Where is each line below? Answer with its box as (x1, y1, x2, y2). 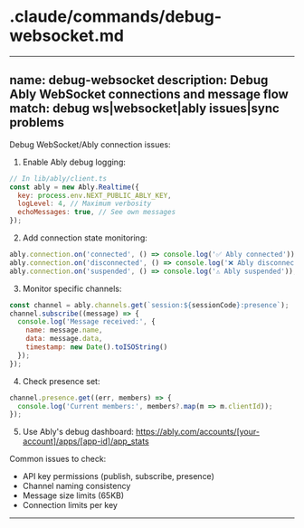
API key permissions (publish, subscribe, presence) (22, 471, 214, 482)
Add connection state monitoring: (22, 232, 147, 243)
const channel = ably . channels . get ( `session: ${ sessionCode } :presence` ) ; (9, 300, 290, 309)
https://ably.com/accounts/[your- (135, 427, 261, 438)
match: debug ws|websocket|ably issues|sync (9, 101, 280, 117)
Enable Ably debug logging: (22, 156, 127, 167)
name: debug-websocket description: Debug (9, 72, 269, 88)
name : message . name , (25, 325, 103, 335)
